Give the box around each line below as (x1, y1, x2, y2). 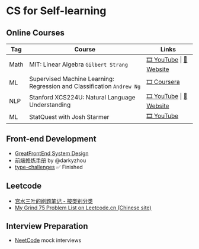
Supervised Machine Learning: (29, 75, 114, 83)
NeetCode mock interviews (14, 237, 82, 244)
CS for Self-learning (6, 4, 107, 18)
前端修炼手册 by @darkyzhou (14, 157, 86, 164)
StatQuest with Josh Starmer (29, 112, 110, 121)
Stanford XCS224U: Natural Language (29, 93, 136, 101)
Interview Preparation (6, 221, 88, 231)
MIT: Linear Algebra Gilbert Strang (29, 60, 129, 69)
